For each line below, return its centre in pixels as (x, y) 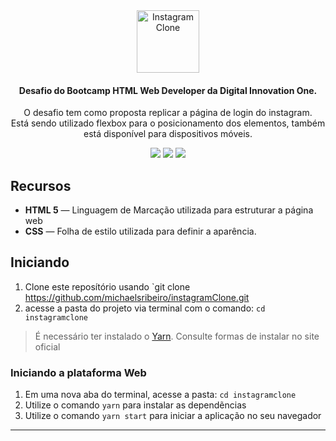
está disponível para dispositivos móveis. (168, 134)
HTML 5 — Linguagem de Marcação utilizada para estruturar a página (169, 210)
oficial (47, 346)
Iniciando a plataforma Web (78, 372)
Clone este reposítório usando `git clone (107, 286)
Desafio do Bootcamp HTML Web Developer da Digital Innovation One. (168, 90)
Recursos (41, 185)
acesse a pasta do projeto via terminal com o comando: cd (145, 308)
